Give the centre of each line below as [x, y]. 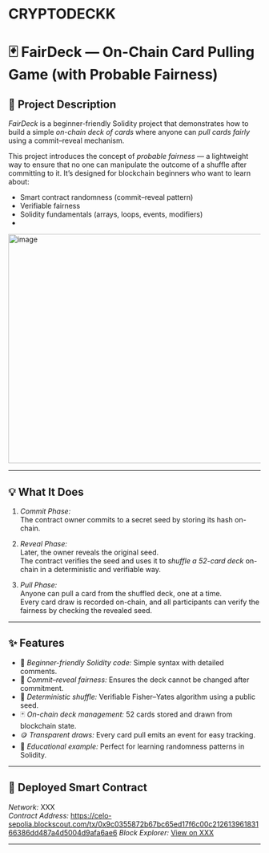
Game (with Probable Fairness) [113, 75]
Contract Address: [39, 815]
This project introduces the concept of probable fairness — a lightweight [128, 156]
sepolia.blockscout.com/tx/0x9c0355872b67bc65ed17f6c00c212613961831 [133, 824]
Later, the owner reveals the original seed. [89, 552]
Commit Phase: [45, 511]
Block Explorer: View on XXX [167, 832]
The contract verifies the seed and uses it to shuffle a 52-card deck [132, 561]
